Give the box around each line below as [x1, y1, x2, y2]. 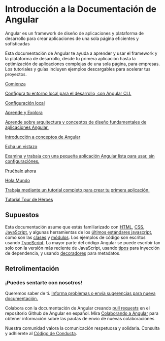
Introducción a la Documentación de [5, 3, 157, 15]
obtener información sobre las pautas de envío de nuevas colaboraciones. [5, 316, 156, 322]
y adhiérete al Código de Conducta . [5, 331, 77, 337]
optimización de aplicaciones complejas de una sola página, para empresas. [5, 61, 160, 67]
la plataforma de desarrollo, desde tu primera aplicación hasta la [5, 55, 136, 61]
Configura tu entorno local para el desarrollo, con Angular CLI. [5, 90, 132, 96]
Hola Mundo [5, 177, 31, 183]
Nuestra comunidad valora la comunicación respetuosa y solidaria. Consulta [5, 325, 160, 331]
